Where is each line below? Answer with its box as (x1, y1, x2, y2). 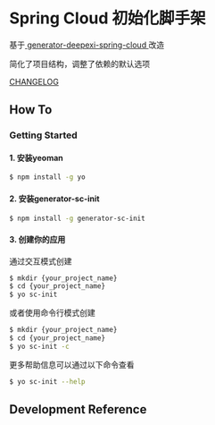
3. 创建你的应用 (9, 234, 66, 244)
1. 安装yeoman (9, 152, 64, 163)
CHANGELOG (9, 76, 60, 87)
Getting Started (9, 129, 78, 141)
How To (9, 102, 53, 117)
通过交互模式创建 (9, 256, 72, 267)
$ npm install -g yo (9, 173, 87, 182)
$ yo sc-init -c (9, 342, 70, 351)
